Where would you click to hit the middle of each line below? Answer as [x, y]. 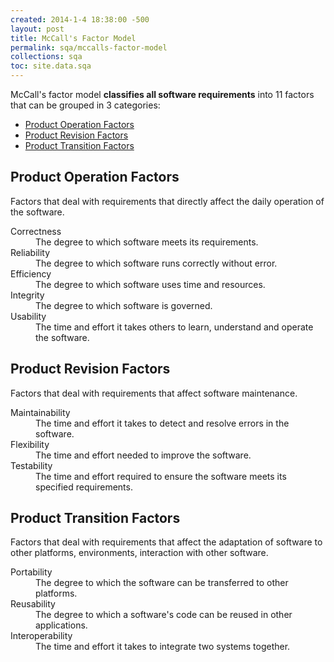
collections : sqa [46, 57]
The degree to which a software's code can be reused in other [164, 615]
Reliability [30, 252]
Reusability [33, 604]
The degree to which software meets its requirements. [147, 242]
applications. [61, 625]
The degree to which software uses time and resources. [150, 284]
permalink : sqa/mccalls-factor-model [89, 47]
